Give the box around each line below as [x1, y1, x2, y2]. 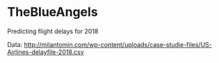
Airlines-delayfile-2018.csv [7, 48, 85, 56]
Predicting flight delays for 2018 [7, 27, 99, 35]
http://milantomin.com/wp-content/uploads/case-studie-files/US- [24, 40, 212, 48]
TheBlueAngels [7, 4, 99, 20]
